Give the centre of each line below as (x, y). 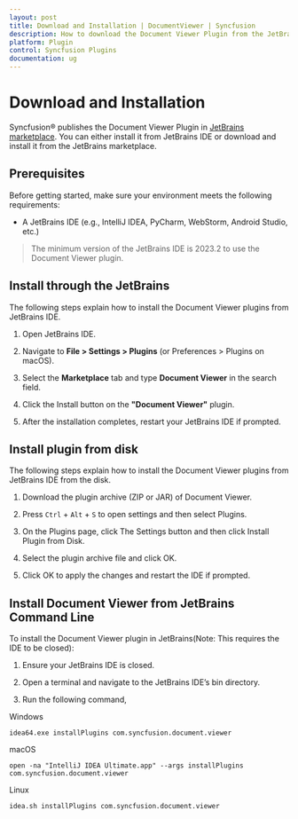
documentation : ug (43, 59)
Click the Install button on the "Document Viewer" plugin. (128, 404)
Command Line (52, 617)
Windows (27, 717)
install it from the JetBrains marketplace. (83, 146)
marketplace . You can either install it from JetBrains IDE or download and (143, 136)
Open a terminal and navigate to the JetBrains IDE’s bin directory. (141, 682)
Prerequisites (47, 174)
